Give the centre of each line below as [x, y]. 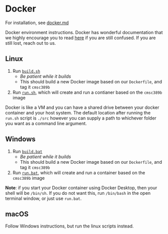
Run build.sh [26, 71]
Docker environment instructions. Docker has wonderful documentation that [84, 32]
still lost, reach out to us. [31, 43]
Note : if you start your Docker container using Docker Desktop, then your [81, 188]
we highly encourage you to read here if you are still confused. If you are [80, 38]
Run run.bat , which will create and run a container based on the [79, 172]
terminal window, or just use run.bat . [44, 198]
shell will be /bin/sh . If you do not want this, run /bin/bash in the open [78, 193]
